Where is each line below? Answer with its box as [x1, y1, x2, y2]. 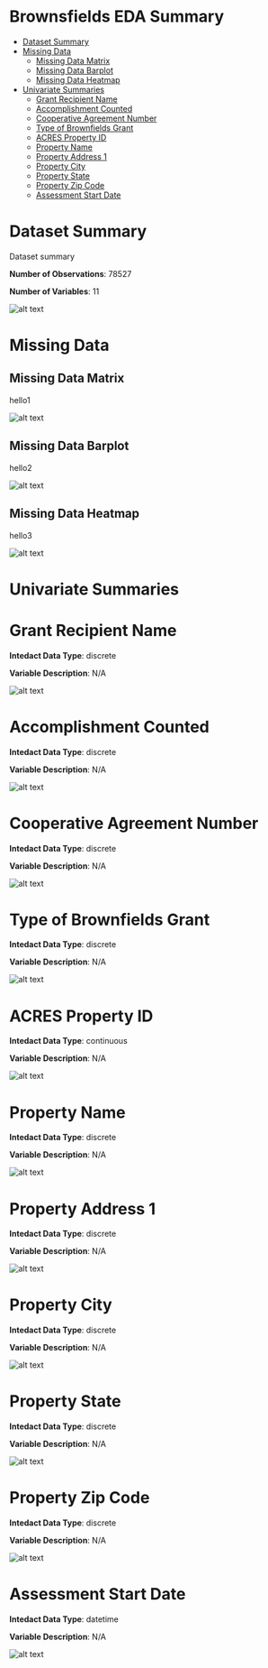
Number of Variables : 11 [9, 286, 100, 297]
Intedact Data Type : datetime [9, 1614, 119, 1625]
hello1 [9, 394, 31, 405]
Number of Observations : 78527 [9, 268, 132, 279]
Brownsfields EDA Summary [9, 6, 225, 27]
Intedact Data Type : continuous [9, 1036, 128, 1046]
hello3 [9, 530, 33, 540]
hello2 [9, 462, 33, 473]
